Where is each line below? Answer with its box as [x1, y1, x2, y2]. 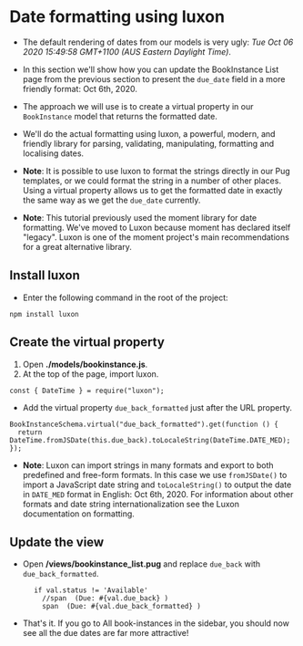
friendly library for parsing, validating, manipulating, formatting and [22, 138, 275, 149]
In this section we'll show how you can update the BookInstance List [22, 64, 279, 75]
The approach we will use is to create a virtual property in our [22, 100, 254, 111]
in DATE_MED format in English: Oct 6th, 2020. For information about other [22, 488, 294, 499]
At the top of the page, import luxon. [22, 368, 159, 380]
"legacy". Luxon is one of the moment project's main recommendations [22, 231, 289, 243]
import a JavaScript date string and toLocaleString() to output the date [22, 479, 292, 490]
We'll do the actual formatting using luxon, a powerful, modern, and [22, 128, 276, 139]
